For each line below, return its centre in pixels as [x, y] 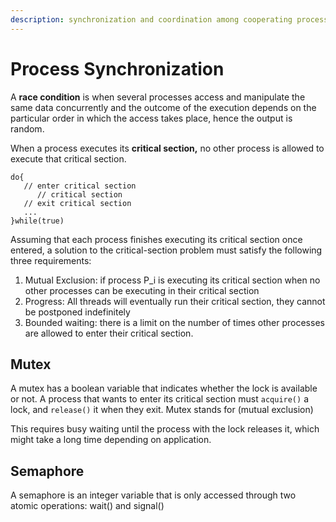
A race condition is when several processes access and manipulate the [158, 97]
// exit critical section [77, 203]
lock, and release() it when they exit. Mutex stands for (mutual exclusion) [162, 410]
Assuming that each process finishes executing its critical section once [156, 239]
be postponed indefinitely [77, 312]
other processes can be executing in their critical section [142, 290]
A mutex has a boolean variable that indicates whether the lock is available [164, 388]
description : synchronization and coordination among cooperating [151, 19]
